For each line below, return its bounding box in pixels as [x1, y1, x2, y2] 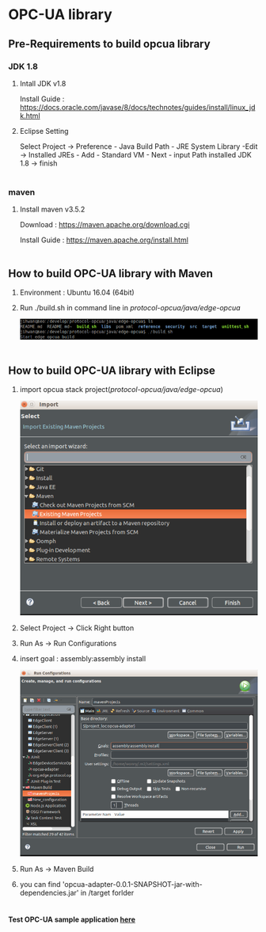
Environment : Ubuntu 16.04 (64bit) [19, 287, 135, 297]
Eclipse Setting [19, 126, 69, 135]
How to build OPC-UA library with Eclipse [8, 363, 216, 377]
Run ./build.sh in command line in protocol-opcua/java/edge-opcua [19, 302, 241, 312]
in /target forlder [80, 888, 135, 897]
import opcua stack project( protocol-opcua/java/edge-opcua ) [19, 385, 223, 394]
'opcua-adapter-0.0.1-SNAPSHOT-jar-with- [62, 879, 203, 888]
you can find [19, 879, 61, 888]
